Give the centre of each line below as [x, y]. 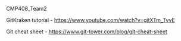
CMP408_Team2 [26, 9]
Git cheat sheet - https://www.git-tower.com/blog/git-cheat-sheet [87, 31]
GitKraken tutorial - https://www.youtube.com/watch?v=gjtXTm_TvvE [91, 20]
